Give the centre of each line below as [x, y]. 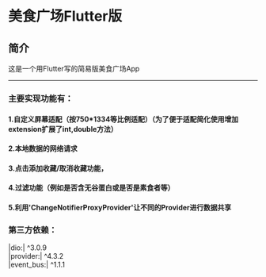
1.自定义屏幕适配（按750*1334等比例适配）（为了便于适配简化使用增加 [123, 119]
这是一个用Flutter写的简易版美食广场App [74, 69]
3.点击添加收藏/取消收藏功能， [58, 168]
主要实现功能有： [41, 98]
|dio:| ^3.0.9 [28, 248]
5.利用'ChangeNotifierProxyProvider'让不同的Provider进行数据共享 [120, 207]
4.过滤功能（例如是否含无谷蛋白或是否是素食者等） [91, 188]
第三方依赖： [33, 229]
